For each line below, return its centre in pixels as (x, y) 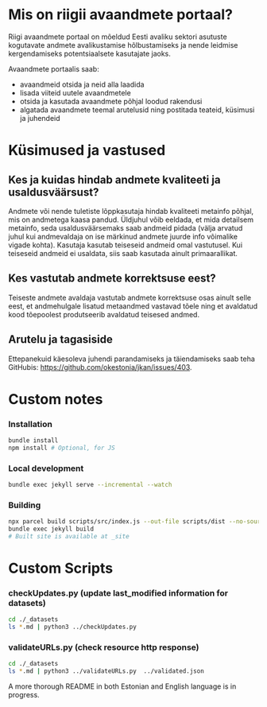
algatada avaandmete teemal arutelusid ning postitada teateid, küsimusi (137, 110)
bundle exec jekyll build (51, 529)
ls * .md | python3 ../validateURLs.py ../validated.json (106, 671)
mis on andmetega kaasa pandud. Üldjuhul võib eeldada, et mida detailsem (131, 219)
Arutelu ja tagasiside (60, 340)
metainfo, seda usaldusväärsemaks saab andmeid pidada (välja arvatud (126, 227)
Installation (31, 424)
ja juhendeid (40, 118)
